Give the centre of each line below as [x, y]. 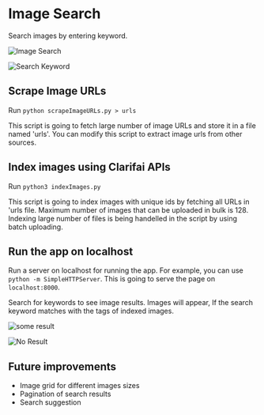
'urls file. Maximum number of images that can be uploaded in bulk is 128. [128, 209]
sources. [23, 142]
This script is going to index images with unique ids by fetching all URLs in [129, 202]
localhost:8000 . [34, 287]
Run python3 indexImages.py [55, 186]
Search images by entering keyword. [68, 36]
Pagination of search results [65, 394]
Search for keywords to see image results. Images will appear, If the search [131, 303]
